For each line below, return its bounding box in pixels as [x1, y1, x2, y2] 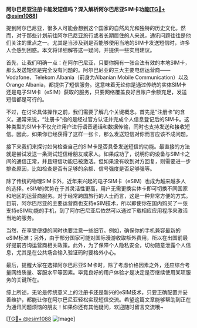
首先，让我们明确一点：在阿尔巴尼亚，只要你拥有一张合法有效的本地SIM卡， [6, 59, 191, 66]
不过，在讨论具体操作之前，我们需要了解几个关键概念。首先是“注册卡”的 [6, 108, 181, 115]
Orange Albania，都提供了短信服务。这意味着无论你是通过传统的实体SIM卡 [6, 81, 186, 88]
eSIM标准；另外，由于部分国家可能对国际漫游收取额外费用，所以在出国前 [6, 234, 183, 241]
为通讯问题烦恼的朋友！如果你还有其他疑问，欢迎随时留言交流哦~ [6, 303, 164, 310]
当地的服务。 [6, 214, 37, 221]
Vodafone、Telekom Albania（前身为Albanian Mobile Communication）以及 [6, 74, 189, 81]
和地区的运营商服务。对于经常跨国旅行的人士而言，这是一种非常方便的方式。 [6, 193, 191, 199]
